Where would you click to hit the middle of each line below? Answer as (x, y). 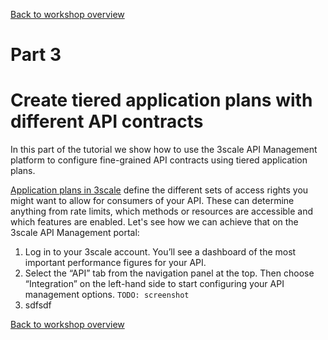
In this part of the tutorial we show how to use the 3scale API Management (164, 150)
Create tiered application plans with (161, 100)
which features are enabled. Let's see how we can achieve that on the (154, 222)
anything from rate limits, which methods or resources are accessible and (162, 211)
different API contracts (107, 121)
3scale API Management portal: (75, 233)
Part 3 (36, 55)
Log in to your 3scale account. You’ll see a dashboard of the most (160, 252)
